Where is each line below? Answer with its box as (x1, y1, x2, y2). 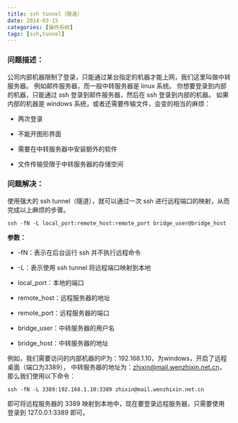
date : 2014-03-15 (7, 17, 59, 24)
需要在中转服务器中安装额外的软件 (17, 144, 118, 153)
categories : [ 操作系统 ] (7, 23, 73, 31)
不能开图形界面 (17, 129, 62, 138)
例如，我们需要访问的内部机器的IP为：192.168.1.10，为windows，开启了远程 (7, 353, 227, 363)
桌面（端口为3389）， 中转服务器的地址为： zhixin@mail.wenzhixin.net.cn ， (7, 363, 226, 371)
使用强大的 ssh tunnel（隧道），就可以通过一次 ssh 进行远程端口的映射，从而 (7, 196, 230, 205)
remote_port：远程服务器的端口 (17, 309, 110, 317)
